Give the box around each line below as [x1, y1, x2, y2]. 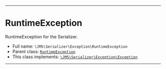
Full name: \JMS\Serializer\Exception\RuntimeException [12, 43, 127, 49]
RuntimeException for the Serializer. [5, 34, 78, 39]
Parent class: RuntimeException [12, 48, 76, 54]
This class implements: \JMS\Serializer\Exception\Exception [12, 54, 138, 60]
